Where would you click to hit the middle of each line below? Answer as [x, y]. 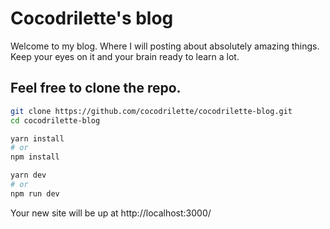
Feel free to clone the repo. [96, 88]
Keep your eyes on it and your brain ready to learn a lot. [125, 56]
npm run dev [35, 193]
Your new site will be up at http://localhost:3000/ [111, 213]
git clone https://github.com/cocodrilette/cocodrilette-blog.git [151, 111]
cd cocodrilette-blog [55, 120]
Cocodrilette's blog [92, 18]
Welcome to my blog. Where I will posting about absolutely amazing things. [165, 46]
